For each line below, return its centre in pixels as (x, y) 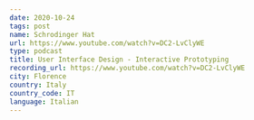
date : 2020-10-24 (42, 18)
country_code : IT (42, 93)
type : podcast (36, 51)
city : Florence (38, 77)
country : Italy (38, 85)
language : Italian (44, 102)
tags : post (30, 26)
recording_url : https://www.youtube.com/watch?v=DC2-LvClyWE (127, 69)
